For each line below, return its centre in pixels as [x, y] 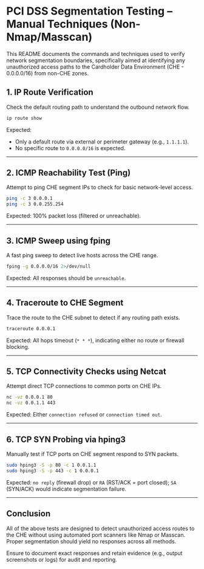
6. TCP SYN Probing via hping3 [66, 439]
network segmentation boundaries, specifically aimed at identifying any [96, 60]
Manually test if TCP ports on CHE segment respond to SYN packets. [93, 453]
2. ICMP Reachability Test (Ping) [69, 173]
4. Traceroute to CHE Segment [65, 303]
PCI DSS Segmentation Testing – [90, 11]
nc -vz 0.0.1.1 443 [31, 403]
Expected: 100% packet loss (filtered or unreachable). [74, 216]
